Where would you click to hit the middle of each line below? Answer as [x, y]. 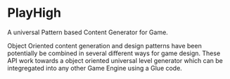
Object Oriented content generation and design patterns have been [104, 45]
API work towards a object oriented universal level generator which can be [115, 60]
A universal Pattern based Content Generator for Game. [88, 32]
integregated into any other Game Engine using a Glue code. [95, 68]
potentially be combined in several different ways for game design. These [114, 53]
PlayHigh [34, 13]
